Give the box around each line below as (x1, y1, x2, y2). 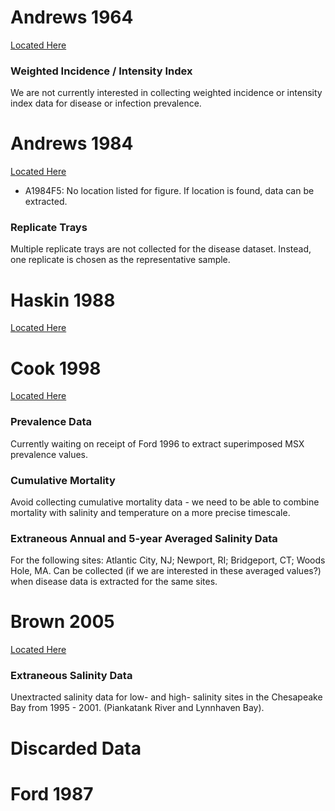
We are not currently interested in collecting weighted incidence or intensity (10, 87, 323, 99)
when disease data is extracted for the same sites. (10, 576, 218, 588)
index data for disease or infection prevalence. (10, 97, 202, 110)
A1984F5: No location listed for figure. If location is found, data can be (24, 185, 315, 197)
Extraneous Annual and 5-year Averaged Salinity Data (10, 531, 278, 545)
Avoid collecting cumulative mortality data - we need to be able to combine (10, 496, 320, 508)
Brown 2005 (10, 611, 115, 633)
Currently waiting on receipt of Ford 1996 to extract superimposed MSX (10, 437, 305, 450)
